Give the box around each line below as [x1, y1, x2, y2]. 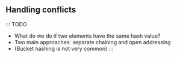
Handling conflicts [5, 5, 76, 15]
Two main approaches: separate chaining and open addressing [14, 38, 171, 45]
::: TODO [5, 20, 28, 28]
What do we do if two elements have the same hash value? [14, 32, 161, 39]
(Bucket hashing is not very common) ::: [14, 45, 114, 52]
